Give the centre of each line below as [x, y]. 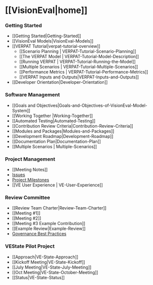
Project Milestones [30, 180]
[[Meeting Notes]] [30, 170]
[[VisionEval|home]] [46, 10]
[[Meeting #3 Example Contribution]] [49, 224]
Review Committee [28, 197]
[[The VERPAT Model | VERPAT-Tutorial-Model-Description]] [79, 57]
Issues [19, 175]
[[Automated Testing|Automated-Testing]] [54, 120]
